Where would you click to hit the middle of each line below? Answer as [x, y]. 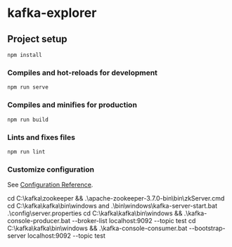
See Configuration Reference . [50, 185]
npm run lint [26, 152]
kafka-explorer [52, 13]
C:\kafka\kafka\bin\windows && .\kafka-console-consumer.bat [97, 228]
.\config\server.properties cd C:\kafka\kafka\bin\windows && [95, 213]
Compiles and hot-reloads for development [83, 72]
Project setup [38, 39]
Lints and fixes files [41, 137]
